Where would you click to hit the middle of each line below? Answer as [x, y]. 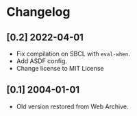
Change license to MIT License [60, 68]
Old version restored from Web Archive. [72, 106]
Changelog [38, 12]
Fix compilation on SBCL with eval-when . [73, 54]
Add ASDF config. [42, 61]
